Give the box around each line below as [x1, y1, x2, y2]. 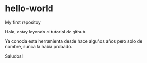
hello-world [5, 3, 54, 14]
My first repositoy [5, 19, 41, 25]
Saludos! [5, 53, 23, 59]
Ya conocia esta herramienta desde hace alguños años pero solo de [5, 38, 143, 44]
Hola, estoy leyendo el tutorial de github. [5, 29, 87, 34]
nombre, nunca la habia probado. [5, 43, 73, 49]
